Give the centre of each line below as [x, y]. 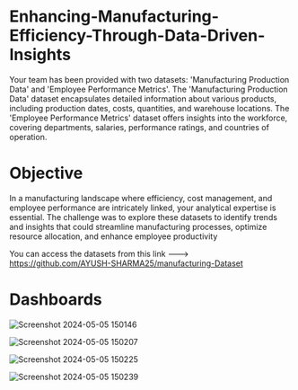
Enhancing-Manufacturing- [114, 17]
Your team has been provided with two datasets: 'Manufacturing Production [149, 79]
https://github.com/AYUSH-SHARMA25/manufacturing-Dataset [127, 263]
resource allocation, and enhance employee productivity [114, 236]
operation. [28, 137]
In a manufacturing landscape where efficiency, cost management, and [141, 198]
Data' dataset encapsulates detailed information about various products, [143, 98]
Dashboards [56, 300]
